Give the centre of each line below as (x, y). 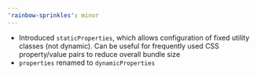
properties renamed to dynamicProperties (87, 62)
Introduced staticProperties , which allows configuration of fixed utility (134, 37)
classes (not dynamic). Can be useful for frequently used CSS (119, 46)
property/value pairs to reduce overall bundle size (99, 54)
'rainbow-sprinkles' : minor (53, 15)
